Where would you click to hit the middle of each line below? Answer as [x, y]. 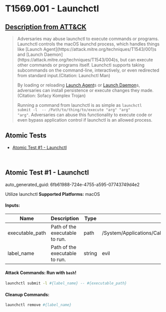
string [90, 253]
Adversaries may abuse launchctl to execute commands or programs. [88, 39]
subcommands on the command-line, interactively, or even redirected [88, 70]
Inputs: [13, 205]
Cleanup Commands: [27, 294]
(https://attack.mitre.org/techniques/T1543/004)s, [68, 60]
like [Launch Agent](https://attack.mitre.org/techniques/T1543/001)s [87, 49]
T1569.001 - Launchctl [52, 9]
